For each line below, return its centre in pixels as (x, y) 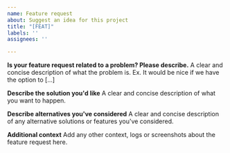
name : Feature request (40, 13)
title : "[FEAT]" (30, 26)
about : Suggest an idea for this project (68, 20)
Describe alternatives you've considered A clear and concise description (113, 114)
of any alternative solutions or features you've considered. (91, 121)
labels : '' (23, 33)
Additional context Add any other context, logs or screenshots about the (112, 135)
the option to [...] (31, 80)
